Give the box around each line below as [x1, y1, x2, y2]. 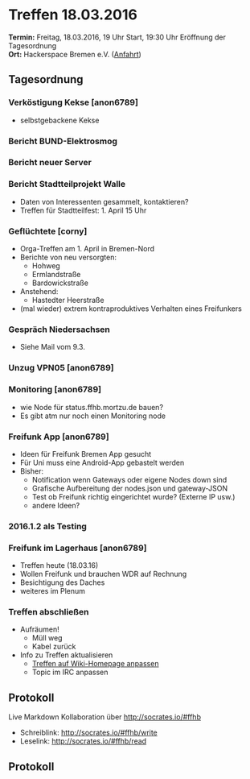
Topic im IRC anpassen [31, 667, 109, 677]
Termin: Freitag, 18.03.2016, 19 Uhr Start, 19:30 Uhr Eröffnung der [8, 32, 227, 42]
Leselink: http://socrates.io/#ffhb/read [19, 736, 147, 746]
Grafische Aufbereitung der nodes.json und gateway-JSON [31, 483, 228, 493]
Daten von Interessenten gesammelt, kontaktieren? [19, 197, 189, 206]
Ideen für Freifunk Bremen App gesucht [19, 449, 152, 458]
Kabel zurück [31, 642, 76, 652]
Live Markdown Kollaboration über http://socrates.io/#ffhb [8, 712, 201, 722]
